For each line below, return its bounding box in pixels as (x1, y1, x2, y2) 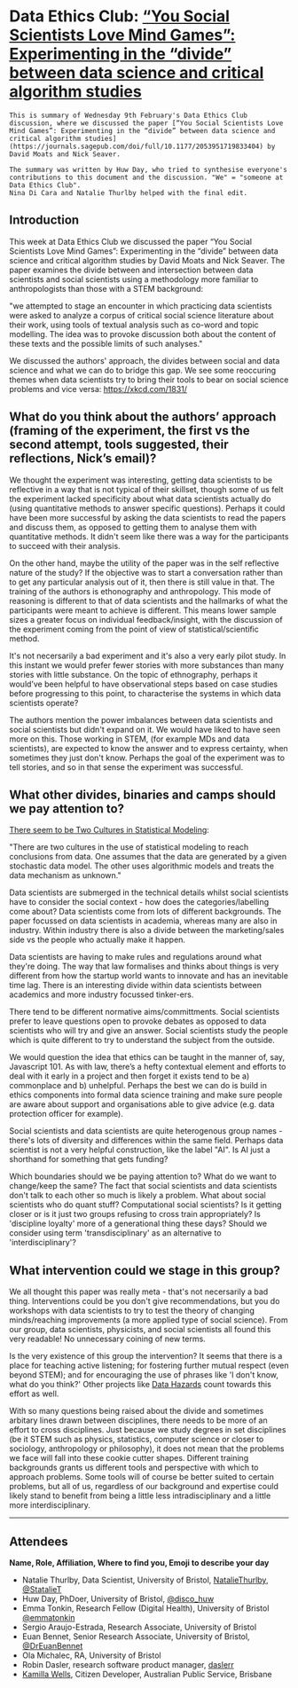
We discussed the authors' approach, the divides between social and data (9, 355, 280, 365)
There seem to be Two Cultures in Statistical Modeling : (9, 825, 210, 836)
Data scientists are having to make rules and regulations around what (9, 952, 262, 962)
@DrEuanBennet (21, 1641, 83, 1651)
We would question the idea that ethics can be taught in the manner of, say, (9, 1052, 286, 1063)
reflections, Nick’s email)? (9, 451, 157, 467)
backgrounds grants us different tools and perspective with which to (9, 1462, 259, 1473)
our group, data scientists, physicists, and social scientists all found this (9, 1324, 271, 1335)
